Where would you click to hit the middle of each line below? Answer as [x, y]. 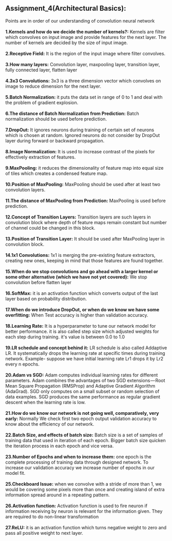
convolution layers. [25, 190]
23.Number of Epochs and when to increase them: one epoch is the [78, 456]
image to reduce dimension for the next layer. [53, 86]
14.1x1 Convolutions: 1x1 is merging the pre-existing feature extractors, [80, 255]
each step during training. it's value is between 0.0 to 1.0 [65, 337]
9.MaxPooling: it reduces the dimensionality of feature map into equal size [84, 168]
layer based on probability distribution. [46, 298]
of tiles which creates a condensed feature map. [56, 173]
